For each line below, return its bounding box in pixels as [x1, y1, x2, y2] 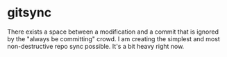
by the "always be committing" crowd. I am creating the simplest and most [7, 34, 220, 43]
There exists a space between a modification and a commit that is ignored [7, 27, 219, 36]
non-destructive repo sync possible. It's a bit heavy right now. [7, 42, 185, 50]
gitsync [7, 5, 52, 21]
